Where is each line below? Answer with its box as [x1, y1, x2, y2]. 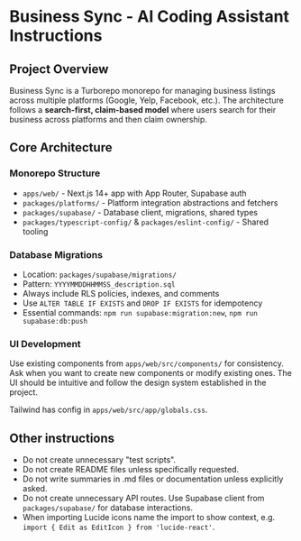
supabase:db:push [22, 316, 88, 326]
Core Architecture [9, 140, 113, 155]
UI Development [9, 337, 81, 350]
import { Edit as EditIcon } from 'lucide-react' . [22, 521, 215, 533]
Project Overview [9, 61, 109, 77]
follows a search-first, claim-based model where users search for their [9, 105, 277, 115]
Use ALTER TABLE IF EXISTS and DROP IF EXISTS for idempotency [22, 298, 263, 308]
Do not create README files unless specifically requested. [22, 464, 240, 475]
